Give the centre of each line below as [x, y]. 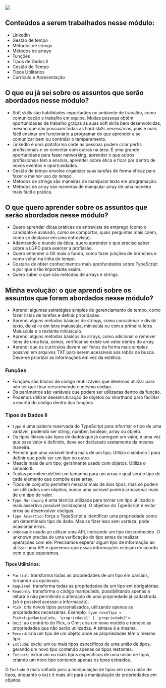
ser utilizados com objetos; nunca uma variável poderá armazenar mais [85, 489]
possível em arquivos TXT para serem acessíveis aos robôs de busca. [83, 352]
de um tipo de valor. [33, 495]
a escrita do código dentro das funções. [53, 402]
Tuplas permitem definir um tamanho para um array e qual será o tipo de [86, 473]
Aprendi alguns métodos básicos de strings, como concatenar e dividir [84, 321]
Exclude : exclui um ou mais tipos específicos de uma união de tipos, [82, 644]
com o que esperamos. [36, 553]
